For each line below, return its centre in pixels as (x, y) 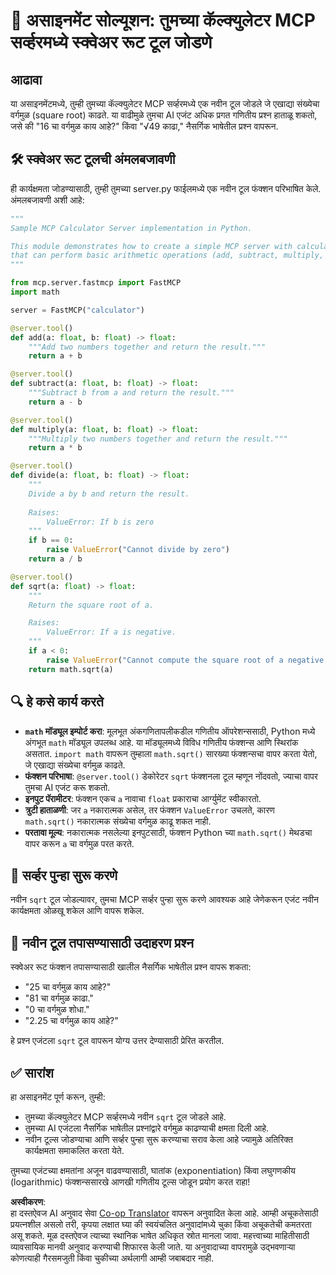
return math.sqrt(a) (71, 669)
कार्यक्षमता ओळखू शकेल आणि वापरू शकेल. (77, 911)
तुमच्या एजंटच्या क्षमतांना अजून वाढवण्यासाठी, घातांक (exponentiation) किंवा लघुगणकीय (153, 1170)
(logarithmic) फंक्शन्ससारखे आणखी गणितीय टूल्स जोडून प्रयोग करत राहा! (130, 1181)
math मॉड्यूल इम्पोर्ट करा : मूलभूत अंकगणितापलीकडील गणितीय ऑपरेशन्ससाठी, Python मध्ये (170, 731)
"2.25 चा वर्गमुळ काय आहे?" (71, 1021)
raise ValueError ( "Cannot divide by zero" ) (138, 550)
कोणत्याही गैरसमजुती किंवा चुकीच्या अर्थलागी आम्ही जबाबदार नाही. (112, 1258)
